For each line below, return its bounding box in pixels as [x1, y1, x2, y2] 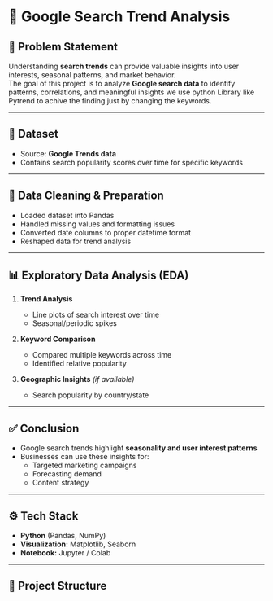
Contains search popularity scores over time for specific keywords [19, 157, 244, 167]
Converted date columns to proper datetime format [19, 227, 192, 237]
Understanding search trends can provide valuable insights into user [8, 61, 240, 71]
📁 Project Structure [8, 579, 107, 593]
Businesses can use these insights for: [19, 452, 149, 462]
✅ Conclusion [8, 421, 80, 435]
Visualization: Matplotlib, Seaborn [19, 539, 136, 549]
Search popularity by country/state [32, 390, 149, 400]
